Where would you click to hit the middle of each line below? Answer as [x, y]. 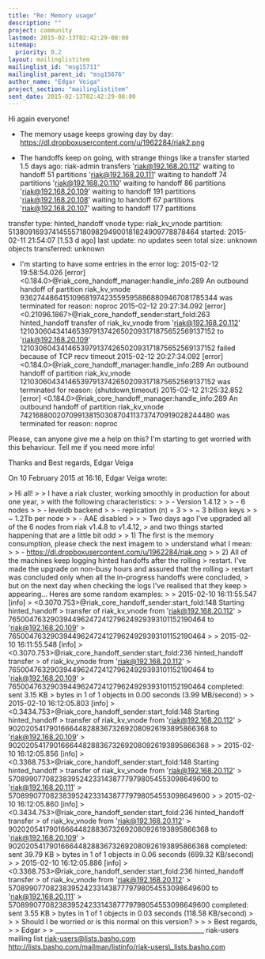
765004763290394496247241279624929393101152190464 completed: [126, 687]
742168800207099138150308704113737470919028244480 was [125, 415]
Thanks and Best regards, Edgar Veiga [71, 463]
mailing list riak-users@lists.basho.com [72, 938]
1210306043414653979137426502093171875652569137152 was [125, 382]
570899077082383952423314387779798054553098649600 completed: [129, 905]
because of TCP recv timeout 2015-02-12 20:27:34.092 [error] [121, 357]
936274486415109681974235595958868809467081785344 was [126, 298]
